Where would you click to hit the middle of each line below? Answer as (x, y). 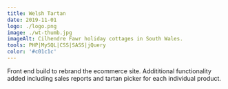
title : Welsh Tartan (37, 13)
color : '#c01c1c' (32, 52)
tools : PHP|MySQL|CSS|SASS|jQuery (57, 45)
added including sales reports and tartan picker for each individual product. (114, 78)
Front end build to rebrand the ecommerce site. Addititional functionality (110, 71)
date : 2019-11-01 (32, 20)
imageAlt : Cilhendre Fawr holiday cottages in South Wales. (95, 39)
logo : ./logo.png (32, 26)
